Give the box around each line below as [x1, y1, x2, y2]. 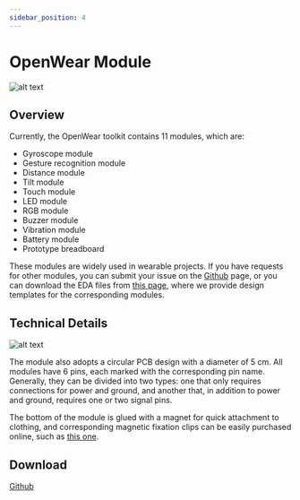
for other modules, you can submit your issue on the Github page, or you [9, 271, 278, 281]
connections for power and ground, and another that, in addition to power [9, 385, 280, 396]
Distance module [21, 168, 85, 178]
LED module [21, 196, 68, 207]
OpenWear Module [9, 51, 152, 72]
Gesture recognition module [21, 158, 126, 168]
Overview [9, 107, 65, 122]
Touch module [21, 186, 76, 197]
